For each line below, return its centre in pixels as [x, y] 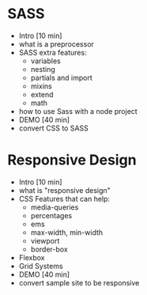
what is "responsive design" [65, 190]
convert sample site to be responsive [79, 282]
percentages [51, 215]
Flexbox [32, 257]
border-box [49, 249]
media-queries [55, 207]
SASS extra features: [53, 52]
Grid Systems [41, 266]
